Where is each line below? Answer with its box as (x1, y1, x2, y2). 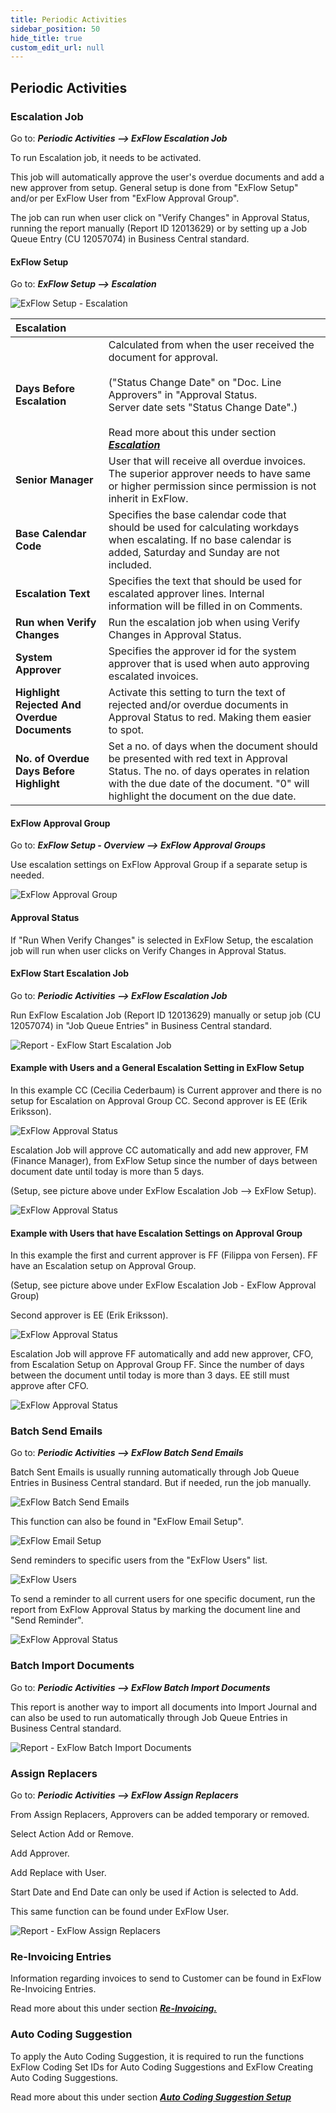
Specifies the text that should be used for (108, 574, 302, 588)
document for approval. (108, 351, 219, 365)
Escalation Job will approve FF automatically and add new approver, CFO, (10, 1348, 314, 1360)
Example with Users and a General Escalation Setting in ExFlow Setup (10, 1062, 305, 1074)
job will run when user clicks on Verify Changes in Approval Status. (10, 944, 287, 956)
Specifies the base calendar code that (108, 508, 287, 522)
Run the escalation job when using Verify (108, 616, 301, 630)
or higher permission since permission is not (108, 479, 317, 493)
